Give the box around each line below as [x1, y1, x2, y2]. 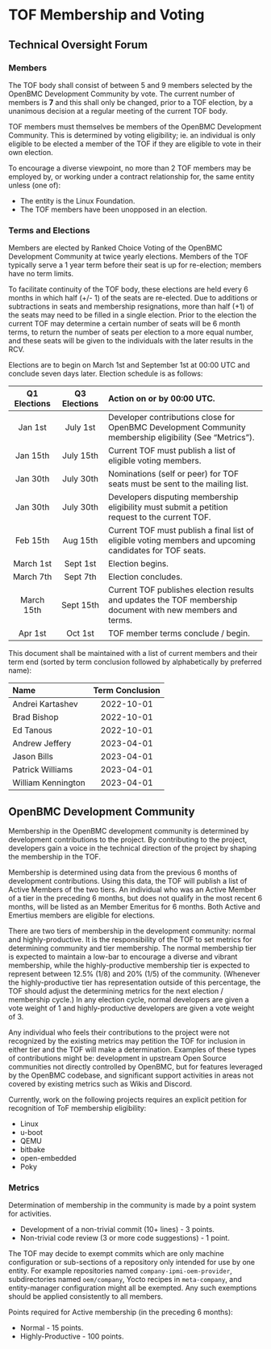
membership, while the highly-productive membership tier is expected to [8, 960, 250, 970]
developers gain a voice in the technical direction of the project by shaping [8, 843, 256, 853]
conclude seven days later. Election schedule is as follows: [8, 369, 203, 379]
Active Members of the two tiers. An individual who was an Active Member [8, 885, 256, 894]
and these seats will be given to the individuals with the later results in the [8, 336, 254, 346]
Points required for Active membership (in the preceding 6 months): [8, 1307, 234, 1317]
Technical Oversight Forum [8, 38, 148, 52]
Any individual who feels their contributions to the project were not [8, 1028, 230, 1037]
